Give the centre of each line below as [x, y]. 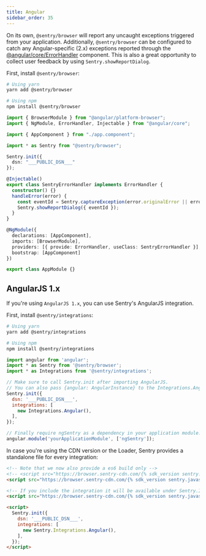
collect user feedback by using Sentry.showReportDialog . [78, 61]
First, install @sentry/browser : [43, 73]
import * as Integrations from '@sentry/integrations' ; [79, 371]
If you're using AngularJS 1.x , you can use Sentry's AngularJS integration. [100, 303]
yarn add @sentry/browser [39, 90]
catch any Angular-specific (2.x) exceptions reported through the [89, 48]
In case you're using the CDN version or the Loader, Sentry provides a [95, 450]
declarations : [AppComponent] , [52, 236]
